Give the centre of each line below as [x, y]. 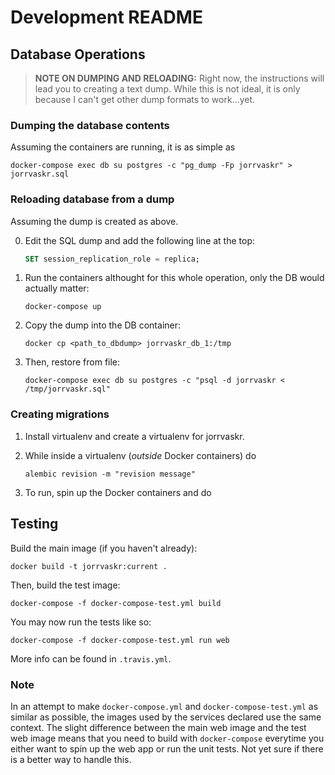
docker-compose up [63, 307]
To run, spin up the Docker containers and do [118, 492]
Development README [106, 17]
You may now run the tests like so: [81, 622]
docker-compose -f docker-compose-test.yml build [116, 603]
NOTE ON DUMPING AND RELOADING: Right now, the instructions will [179, 78]
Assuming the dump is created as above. [94, 221]
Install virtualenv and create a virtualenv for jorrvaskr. [134, 436]
